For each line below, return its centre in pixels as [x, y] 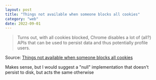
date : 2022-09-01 [23, 23]
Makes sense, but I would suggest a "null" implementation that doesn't [77, 67]
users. [24, 48]
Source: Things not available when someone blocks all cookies [69, 58]
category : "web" [22, 19]
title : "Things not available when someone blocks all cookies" [73, 14]
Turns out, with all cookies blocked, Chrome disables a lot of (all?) [84, 38]
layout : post [19, 10]
